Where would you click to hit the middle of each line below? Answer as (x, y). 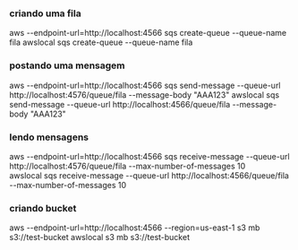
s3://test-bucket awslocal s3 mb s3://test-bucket (100, 237)
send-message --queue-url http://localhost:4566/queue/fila (120, 104)
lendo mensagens (49, 137)
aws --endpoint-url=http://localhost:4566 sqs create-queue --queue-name (148, 33)
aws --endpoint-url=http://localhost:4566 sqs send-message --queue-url (145, 85)
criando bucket (43, 208)
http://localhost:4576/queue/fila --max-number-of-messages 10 (128, 166)
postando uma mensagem (67, 65)
